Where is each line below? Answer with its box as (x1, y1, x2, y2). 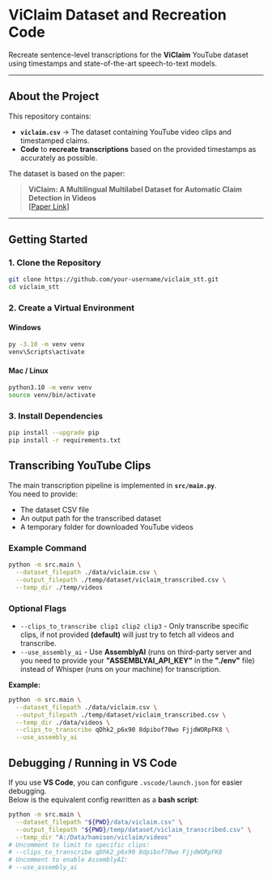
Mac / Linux (8, 366, 49, 375)
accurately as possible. (19, 153, 98, 162)
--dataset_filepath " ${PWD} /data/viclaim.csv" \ (15, 818, 183, 826)
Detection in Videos (28, 193, 97, 202)
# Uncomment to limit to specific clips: (8, 841, 151, 849)
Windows (8, 323, 41, 332)
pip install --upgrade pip (8, 429, 100, 437)
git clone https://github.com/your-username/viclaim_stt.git (8, 275, 219, 284)
